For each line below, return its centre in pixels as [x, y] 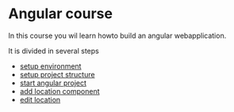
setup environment [50, 66]
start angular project [53, 83]
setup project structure [57, 74]
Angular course [61, 14]
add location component [60, 91]
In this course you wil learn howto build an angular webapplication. [117, 35]
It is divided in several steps [54, 50]
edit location [40, 99]
